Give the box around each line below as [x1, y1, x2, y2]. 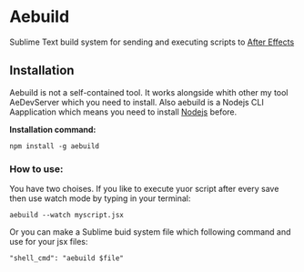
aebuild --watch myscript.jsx [9, 211, 125, 220]
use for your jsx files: [9, 237, 88, 247]
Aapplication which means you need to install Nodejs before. [9, 106, 238, 117]
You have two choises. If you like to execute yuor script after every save [9, 184, 279, 195]
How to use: [9, 162, 64, 175]
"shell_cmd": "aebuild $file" [9, 254, 125, 263]
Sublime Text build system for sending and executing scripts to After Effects [9, 36, 295, 47]
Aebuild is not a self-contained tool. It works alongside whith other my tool [9, 86, 289, 97]
